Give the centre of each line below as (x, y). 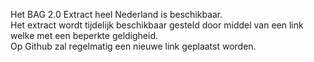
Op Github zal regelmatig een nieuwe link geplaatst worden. (133, 46)
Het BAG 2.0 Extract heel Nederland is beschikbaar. (116, 14)
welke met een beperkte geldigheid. (84, 35)
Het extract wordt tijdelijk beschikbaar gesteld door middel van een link (157, 25)
